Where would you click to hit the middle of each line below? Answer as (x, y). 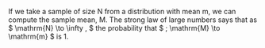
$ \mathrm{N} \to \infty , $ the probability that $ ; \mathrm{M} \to (114, 28)
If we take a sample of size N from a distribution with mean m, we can (122, 11)
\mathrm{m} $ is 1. (38, 36)
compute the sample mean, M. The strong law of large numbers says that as (133, 20)
